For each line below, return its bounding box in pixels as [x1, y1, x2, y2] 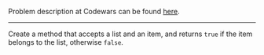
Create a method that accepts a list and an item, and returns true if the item [8, 29, 253, 38]
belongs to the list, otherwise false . [8, 38, 124, 46]
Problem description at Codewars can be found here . [8, 7, 180, 16]
